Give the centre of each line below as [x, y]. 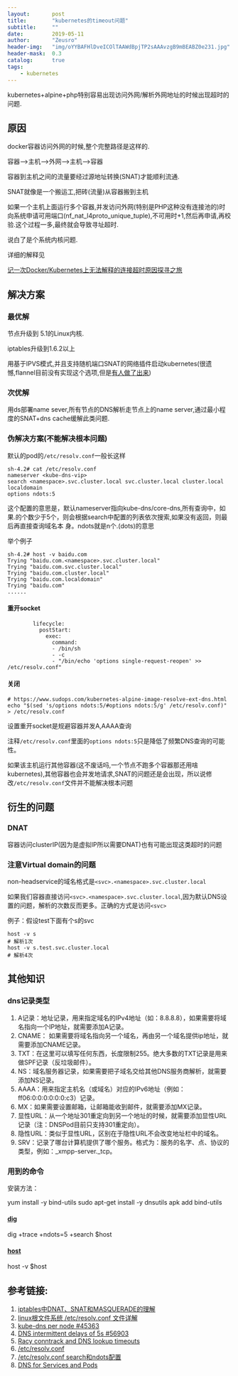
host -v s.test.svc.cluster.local [59, 948]
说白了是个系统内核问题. [43, 240]
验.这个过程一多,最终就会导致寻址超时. [63, 225]
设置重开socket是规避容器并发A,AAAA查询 [69, 726]
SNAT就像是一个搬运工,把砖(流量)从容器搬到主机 [78, 192]
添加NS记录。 [38, 1080]
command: [65, 642]
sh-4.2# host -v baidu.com [47, 554]
